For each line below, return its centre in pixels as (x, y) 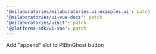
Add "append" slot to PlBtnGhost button (55, 45)
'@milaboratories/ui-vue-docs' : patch (54, 17)
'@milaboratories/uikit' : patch (46, 23)
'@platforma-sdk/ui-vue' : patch (46, 28)
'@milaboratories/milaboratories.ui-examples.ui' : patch (78, 12)
